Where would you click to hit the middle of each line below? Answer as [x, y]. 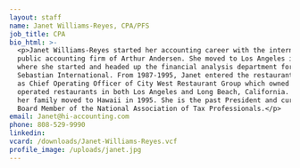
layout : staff [36, 17]
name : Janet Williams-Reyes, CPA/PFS [79, 26]
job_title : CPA [37, 34]
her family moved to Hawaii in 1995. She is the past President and [147, 100]
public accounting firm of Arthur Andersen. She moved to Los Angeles [151, 59]
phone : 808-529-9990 [48, 125]
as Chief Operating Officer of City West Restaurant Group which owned [154, 84]
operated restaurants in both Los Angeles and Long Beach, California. [154, 92]
